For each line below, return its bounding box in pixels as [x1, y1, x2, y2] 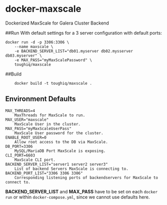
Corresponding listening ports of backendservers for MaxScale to [14, 175, 158, 180]
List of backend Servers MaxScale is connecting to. [14, 166, 129, 171]
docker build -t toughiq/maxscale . [14, 81, 93, 86]
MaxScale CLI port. [14, 157, 56, 162]
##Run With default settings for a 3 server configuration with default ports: [5, 30, 162, 36]
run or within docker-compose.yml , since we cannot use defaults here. [5, 194, 150, 200]
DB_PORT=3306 [5, 144, 33, 149]
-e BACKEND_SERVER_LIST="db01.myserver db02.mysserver [14, 48, 133, 54]
